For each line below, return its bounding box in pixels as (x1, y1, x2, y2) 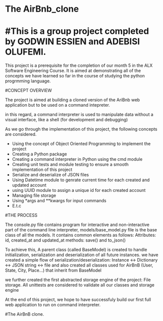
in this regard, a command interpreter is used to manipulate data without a (5, 112, 154, 117)
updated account (12, 182, 47, 188)
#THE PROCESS (5, 212, 37, 218)
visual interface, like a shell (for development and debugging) (5, 117, 128, 123)
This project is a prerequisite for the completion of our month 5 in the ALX (5, 62, 153, 69)
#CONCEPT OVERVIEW (5, 88, 52, 94)
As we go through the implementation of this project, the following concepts (5, 126, 158, 132)
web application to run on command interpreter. (5, 302, 101, 308)
